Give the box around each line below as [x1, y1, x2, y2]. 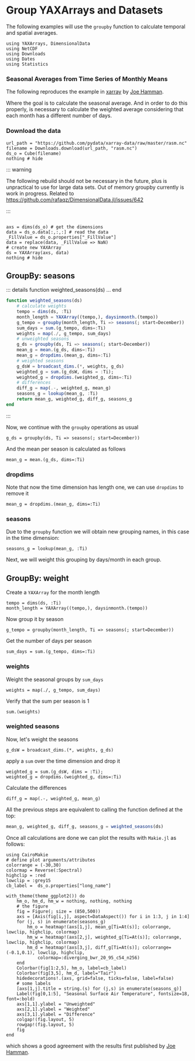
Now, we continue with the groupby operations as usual [6, 423, 139, 431]
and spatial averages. [6, 29, 58, 36]
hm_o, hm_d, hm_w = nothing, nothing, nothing [16, 898, 132, 904]
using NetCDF [6, 45, 38, 52]
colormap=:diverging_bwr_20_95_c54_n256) [37, 955, 141, 960]
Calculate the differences [6, 784, 67, 791]
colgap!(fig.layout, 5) [16, 1016, 75, 1022]
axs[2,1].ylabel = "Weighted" [16, 1006, 91, 1012]
